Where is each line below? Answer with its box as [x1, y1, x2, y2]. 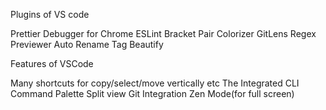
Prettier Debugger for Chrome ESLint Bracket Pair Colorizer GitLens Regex [10, 28, 317, 39]
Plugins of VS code [10, 9, 90, 20]
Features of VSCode [10, 58, 94, 69]
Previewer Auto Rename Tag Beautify [10, 39, 164, 50]
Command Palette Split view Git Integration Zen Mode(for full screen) [10, 88, 295, 99]
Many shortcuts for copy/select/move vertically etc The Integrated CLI [10, 77, 300, 89]
